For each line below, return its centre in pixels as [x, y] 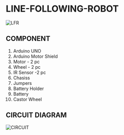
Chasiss [21, 78]
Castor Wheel [27, 99]
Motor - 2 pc [26, 62]
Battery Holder [28, 88]
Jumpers [22, 83]
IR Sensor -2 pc [29, 72]
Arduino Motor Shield [35, 56]
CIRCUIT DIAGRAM [36, 115]
